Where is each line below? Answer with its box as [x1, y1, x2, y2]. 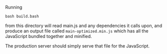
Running [5, 4, 22, 10]
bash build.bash [5, 14, 39, 19]
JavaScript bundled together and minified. [5, 33, 92, 39]
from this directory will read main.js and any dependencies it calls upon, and [5, 22, 162, 28]
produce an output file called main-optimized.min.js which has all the [5, 28, 148, 34]
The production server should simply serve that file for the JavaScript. [5, 43, 150, 49]
